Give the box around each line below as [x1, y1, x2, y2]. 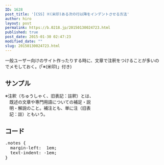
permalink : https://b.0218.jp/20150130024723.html [5, 25, 111, 30]
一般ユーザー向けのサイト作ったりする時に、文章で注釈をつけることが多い [5, 57, 155, 63]
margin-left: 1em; [10, 145, 57, 151]
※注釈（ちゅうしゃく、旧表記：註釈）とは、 [5, 93, 94, 99]
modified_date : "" [5, 39, 43, 44]
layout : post [5, 21, 32, 26]
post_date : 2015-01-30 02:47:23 [5, 35, 71, 40]
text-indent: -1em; [10, 150, 57, 156]
